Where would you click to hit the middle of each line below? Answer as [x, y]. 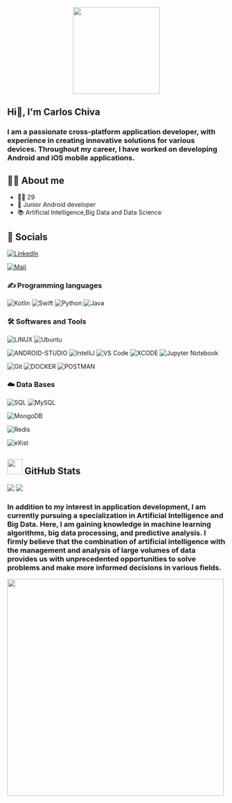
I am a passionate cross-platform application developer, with [111, 132]
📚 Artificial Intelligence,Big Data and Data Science [89, 213]
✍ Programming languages [55, 285]
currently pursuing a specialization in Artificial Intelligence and [115, 515]
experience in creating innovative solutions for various [101, 140]
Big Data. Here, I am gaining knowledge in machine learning [109, 524]
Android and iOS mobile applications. [71, 158]
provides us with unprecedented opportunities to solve [101, 558]
